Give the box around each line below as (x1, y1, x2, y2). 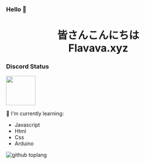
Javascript (14, 121, 40, 128)
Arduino (14, 140, 34, 147)
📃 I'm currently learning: (6, 110, 64, 117)
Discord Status (6, 63, 50, 71)
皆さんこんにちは (57, 29, 139, 42)
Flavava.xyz (68, 42, 129, 55)
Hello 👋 (6, 5, 27, 13)
